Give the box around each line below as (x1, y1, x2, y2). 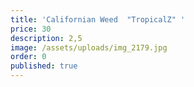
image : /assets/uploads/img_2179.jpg (10, 42, 168, 53)
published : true (10, 61, 78, 71)
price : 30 (10, 24, 52, 34)
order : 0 (10, 52, 47, 62)
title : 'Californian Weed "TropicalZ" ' (10, 14, 186, 25)
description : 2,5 (10, 33, 83, 43)
